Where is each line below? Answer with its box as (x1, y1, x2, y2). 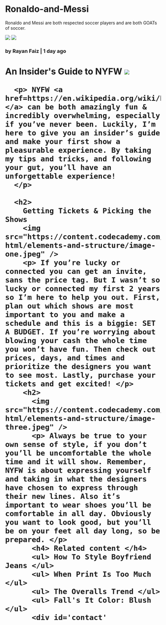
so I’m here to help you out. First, (5, 293, 161, 302)
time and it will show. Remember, (5, 457, 147, 467)
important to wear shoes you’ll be (5, 500, 152, 510)
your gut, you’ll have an (5, 163, 112, 173)
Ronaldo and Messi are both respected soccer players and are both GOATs (5, 20, 157, 26)
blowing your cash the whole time (5, 336, 147, 346)
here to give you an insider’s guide (5, 129, 161, 138)
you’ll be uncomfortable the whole (5, 448, 152, 458)
